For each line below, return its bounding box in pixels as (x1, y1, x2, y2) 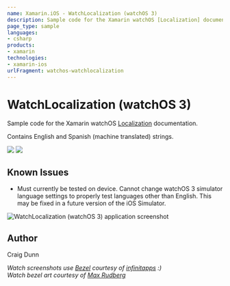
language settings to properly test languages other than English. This (16, 192, 212, 200)
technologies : (7, 55, 48, 62)
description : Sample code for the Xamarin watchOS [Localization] (7, 16, 201, 23)
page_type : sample (7, 23, 60, 29)
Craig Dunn (7, 250, 40, 259)
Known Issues (7, 166, 69, 178)
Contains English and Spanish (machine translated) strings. (7, 133, 174, 141)
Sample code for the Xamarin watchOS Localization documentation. (7, 119, 199, 127)
